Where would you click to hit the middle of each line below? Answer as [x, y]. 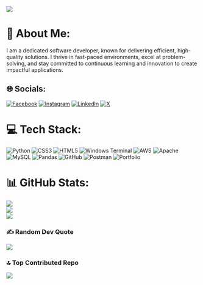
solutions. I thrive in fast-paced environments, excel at [93, 57]
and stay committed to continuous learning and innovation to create [112, 63]
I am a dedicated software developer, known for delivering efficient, [91, 50]
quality [15, 57]
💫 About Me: [38, 34]
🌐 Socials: [26, 89]
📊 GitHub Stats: [48, 182]
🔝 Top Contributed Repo [43, 262]
